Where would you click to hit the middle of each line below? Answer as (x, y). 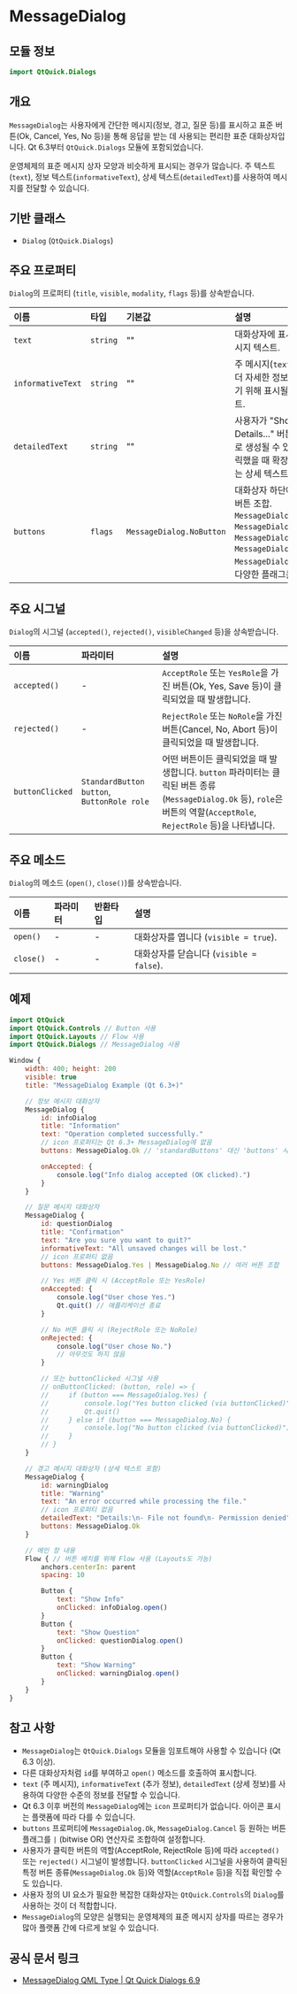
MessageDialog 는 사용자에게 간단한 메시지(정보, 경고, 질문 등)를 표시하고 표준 (141, 125)
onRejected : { (67, 1338)
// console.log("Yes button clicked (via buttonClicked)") (168, 1403)
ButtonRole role (115, 802)
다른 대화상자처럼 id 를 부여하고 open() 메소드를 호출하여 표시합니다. (139, 1773)
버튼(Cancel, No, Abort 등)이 (220, 729)
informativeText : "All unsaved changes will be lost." (144, 1248)
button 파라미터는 (235, 773)
